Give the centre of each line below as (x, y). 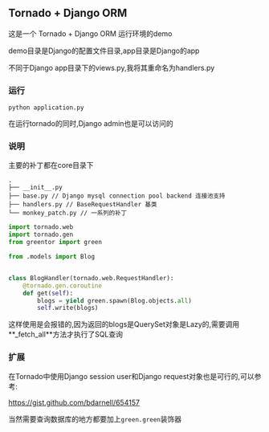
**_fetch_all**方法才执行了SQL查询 (65, 334)
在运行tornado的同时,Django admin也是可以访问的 (91, 124)
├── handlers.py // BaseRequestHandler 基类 (83, 205)
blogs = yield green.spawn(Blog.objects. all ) (115, 300)
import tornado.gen (41, 235)
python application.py (46, 108)
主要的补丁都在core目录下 (51, 165)
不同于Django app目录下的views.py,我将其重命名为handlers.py (112, 67)
